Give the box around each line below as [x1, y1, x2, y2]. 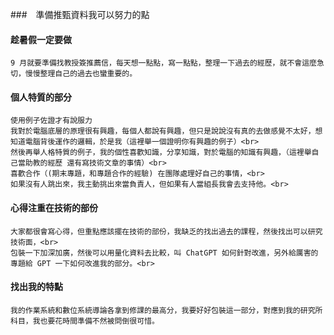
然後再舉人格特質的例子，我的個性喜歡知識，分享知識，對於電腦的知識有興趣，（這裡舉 [10, 148, 312, 158]
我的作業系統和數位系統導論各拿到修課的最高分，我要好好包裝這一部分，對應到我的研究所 [10, 305, 323, 315]
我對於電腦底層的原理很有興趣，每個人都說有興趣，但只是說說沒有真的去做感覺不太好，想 [10, 126, 323, 137]
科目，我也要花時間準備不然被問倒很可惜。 [10, 316, 160, 326]
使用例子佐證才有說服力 [10, 116, 93, 126]
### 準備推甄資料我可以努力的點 [10, 9, 150, 20]
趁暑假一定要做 [10, 33, 72, 45]
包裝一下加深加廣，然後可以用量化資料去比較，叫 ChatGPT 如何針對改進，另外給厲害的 [10, 248, 319, 258]
